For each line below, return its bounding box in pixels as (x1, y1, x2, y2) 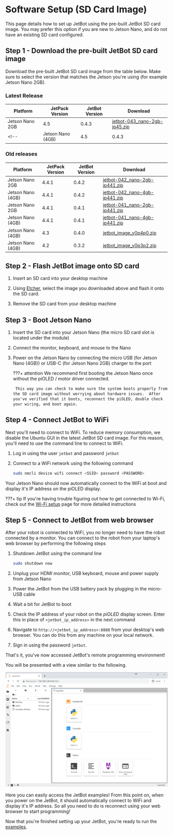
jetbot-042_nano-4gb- (102, 189, 154, 195)
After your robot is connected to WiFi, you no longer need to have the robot (5, 529, 165, 536)
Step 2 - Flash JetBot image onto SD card (5, 262, 140, 270)
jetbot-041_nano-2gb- (102, 202, 154, 208)
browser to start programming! (5, 808, 71, 814)
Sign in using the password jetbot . (12, 642, 87, 648)
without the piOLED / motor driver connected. (12, 375, 110, 381)
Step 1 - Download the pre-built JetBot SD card (5, 46, 158, 55)
